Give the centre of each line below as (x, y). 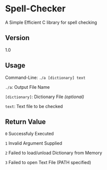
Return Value (25, 122)
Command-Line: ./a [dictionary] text (45, 77)
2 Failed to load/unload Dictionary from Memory (54, 153)
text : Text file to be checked (34, 106)
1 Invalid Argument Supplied (34, 143)
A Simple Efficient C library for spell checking (51, 22)
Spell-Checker (35, 9)
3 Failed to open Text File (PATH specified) (48, 163)
